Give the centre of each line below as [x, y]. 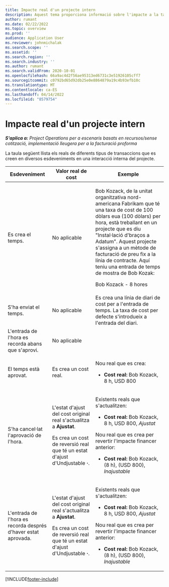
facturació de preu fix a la [125, 254]
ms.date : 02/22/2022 [27, 24]
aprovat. [18, 375]
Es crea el [19, 234]
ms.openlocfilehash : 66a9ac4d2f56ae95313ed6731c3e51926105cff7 [73, 76]
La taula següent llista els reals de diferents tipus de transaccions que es [80, 153]
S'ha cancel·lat [25, 429]
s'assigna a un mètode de [126, 248]
